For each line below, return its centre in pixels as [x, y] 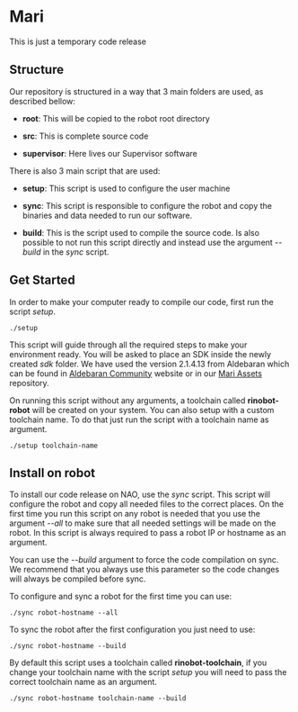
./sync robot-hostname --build [68, 646]
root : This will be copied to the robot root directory [116, 118]
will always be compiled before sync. [78, 579]
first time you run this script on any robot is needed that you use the [135, 514]
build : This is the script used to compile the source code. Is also [141, 232]
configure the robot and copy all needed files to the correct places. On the [147, 504]
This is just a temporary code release [78, 41]
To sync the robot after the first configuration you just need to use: [132, 630]
